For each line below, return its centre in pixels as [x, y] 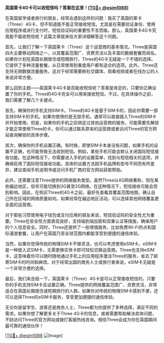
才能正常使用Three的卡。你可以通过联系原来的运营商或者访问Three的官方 [79, 129]
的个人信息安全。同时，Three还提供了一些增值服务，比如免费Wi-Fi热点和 [78, 227]
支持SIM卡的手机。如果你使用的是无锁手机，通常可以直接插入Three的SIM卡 [81, 116]
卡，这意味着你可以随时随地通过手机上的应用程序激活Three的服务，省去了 [79, 256]
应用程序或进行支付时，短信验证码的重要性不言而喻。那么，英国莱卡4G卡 [79, 30]
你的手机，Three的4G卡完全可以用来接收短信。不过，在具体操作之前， [84, 94]
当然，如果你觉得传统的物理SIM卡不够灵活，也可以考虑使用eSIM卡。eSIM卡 [81, 244]
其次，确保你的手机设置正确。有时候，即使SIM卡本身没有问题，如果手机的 [80, 145]
